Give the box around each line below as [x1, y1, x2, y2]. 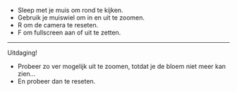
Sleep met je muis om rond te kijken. [17, 6, 123, 14]
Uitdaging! [7, 48, 37, 57]
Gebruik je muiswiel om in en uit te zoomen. [17, 13, 145, 22]
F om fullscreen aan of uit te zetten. [17, 28, 121, 37]
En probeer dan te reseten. [17, 77, 96, 85]
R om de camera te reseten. [17, 21, 99, 29]
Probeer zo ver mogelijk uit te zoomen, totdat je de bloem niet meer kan [17, 63, 226, 70]
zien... [17, 70, 36, 78]
